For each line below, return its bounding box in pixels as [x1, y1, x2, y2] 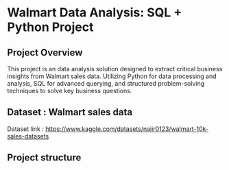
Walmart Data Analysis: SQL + [7, 5, 182, 21]
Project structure [7, 152, 82, 164]
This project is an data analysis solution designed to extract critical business [7, 65, 223, 73]
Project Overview [7, 47, 83, 58]
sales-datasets [7, 132, 49, 140]
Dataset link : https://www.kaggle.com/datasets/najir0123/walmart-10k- [7, 125, 209, 133]
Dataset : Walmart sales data [7, 106, 133, 118]
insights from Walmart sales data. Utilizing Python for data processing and [7, 72, 217, 80]
